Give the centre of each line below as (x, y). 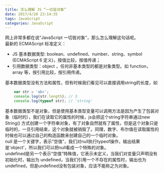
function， (140, 66)
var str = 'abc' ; (31, 92)
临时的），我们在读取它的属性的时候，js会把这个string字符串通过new (82, 117)
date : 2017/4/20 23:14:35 (31, 14)
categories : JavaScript (29, 23)
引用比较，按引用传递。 (60, 72)
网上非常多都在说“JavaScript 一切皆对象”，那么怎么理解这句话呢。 (72, 38)
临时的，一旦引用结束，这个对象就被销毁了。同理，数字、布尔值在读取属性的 (82, 129)
